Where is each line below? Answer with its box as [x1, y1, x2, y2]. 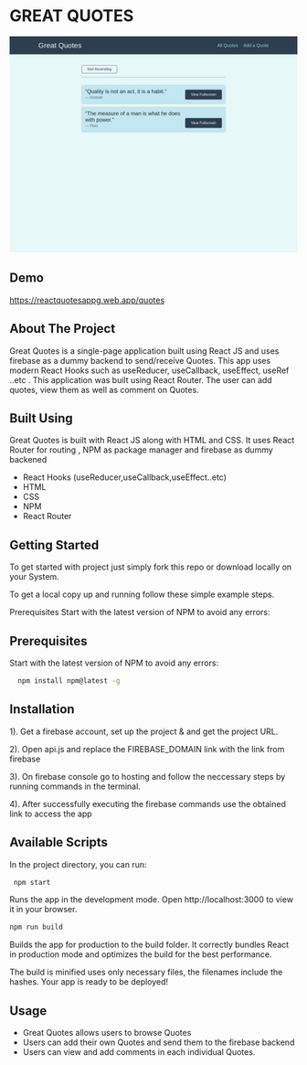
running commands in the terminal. [9, 781, 142, 792]
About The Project [9, 321, 116, 336]
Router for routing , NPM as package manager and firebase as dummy [9, 444, 274, 455]
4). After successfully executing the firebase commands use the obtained [9, 798, 286, 809]
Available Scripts [9, 835, 108, 850]
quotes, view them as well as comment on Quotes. [9, 384, 199, 395]
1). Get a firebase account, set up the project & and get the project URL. [9, 726, 279, 737]
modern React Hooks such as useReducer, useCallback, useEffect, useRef [9, 365, 290, 376]
